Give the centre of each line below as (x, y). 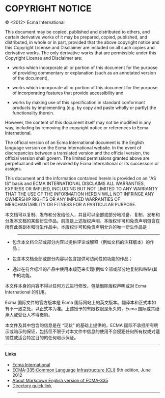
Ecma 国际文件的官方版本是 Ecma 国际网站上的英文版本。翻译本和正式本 (78, 302)
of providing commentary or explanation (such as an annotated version (84, 72)
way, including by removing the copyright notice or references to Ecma (77, 127)
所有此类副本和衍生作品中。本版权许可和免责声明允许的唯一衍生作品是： (78, 227)
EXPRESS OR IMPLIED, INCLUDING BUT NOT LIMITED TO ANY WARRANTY (82, 188)
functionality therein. (33, 113)
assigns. (14, 169)
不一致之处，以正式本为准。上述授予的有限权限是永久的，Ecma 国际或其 (82, 308)
